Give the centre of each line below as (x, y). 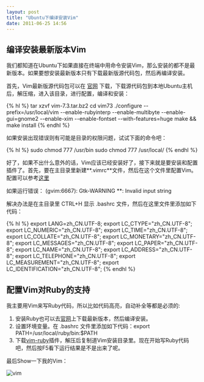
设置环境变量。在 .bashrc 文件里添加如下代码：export (82, 326)
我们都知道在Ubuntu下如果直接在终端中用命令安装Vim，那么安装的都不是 (98, 65)
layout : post (23, 12)
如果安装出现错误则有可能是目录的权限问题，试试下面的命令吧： (86, 138)
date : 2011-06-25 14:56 (37, 23)
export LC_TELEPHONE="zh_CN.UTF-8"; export (75, 256)
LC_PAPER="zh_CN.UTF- (166, 243)
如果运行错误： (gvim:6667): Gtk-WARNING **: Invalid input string (89, 191)
